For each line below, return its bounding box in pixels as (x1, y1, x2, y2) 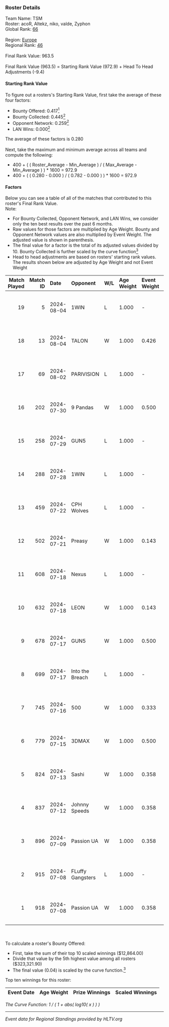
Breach (71, 674, 89, 681)
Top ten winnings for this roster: (5, 977, 71, 983)
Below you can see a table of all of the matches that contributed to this (5, 195, 152, 201)
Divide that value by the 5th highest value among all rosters (12, 956, 136, 962)
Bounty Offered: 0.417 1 (12, 107, 60, 114)
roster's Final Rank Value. (5, 200, 58, 206)
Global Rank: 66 (5, 26, 39, 32)
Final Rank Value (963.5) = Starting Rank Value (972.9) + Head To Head (5, 63, 153, 69)
